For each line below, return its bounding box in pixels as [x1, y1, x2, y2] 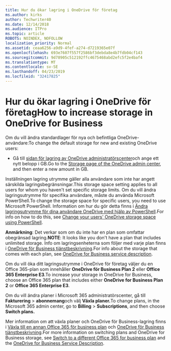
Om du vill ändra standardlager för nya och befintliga [5, 134, 116, 140]
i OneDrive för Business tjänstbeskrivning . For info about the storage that [5, 245, 158, 252]
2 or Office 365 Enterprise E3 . [5, 282, 70, 288]
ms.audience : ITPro [5, 27, 47, 32]
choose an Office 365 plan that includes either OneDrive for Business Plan [5, 277, 163, 283]
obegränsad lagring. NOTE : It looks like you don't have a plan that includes [5, 234, 161, 240]
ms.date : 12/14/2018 [5, 21, 50, 27]
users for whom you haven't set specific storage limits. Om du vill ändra [5, 187, 156, 193]
